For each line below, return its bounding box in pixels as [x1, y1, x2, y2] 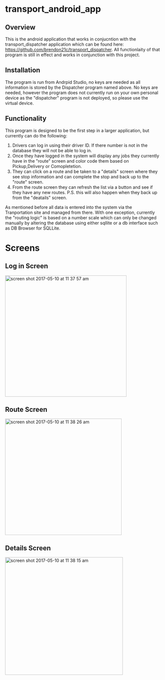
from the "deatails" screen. [12, 195, 67, 201]
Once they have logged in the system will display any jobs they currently [12, 153, 160, 159]
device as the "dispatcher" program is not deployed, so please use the [5, 95, 148, 101]
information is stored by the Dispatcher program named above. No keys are [5, 84, 158, 90]
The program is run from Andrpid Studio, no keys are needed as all [5, 79, 140, 85]
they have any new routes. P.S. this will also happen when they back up [12, 189, 158, 195]
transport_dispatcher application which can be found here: [5, 41, 124, 47]
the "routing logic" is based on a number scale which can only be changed [5, 214, 157, 220]
